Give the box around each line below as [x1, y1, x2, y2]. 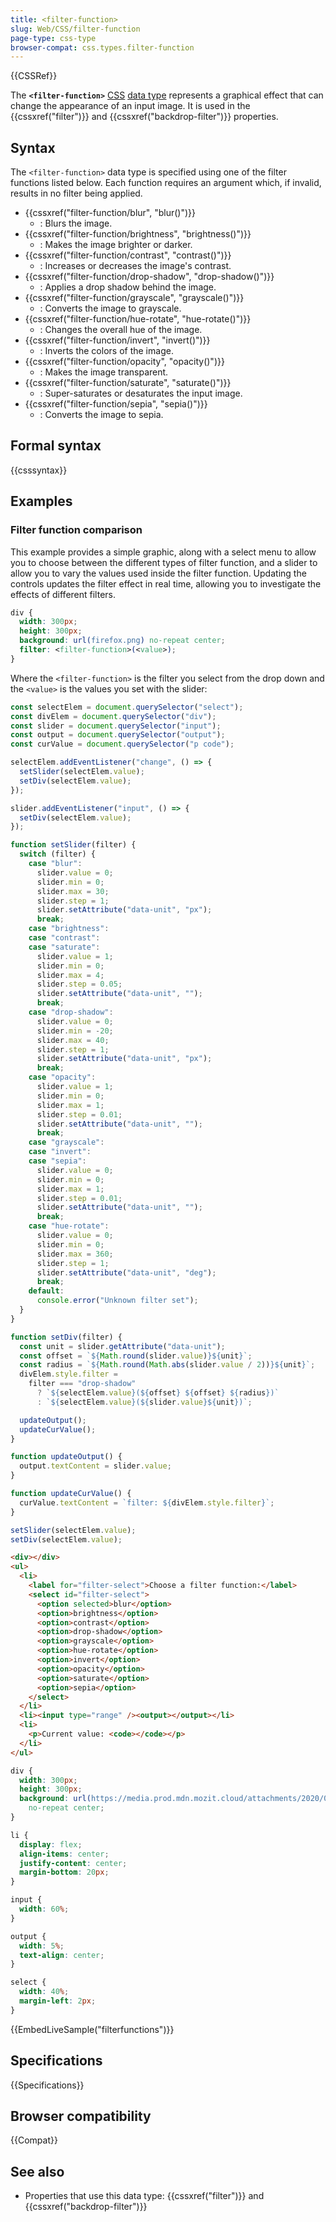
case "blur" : [28, 859, 83, 869]
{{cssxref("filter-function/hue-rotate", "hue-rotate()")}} [24, 313, 252, 325]
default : [28, 1286, 65, 1296]
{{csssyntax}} [10, 464, 68, 476]
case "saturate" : [28, 942, 101, 952]
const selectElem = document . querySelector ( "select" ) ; [10, 702, 244, 712]
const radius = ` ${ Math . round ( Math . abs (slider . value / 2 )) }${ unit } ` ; [19, 1360, 316, 1370]
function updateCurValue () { [10, 1489, 132, 1499]
